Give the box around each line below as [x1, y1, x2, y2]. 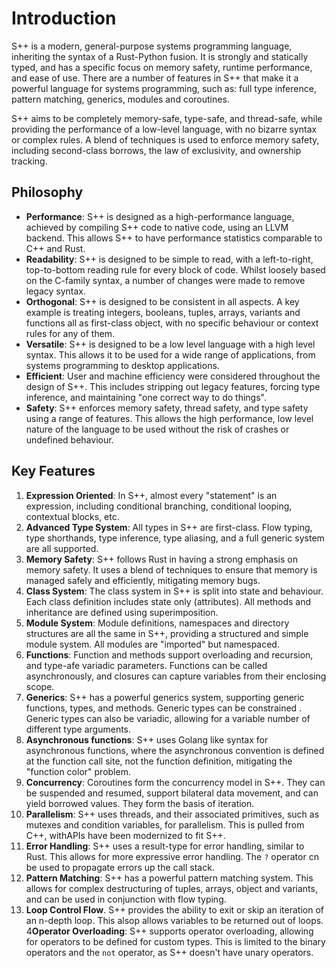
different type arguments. [25, 723, 132, 735]
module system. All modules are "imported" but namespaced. [25, 638, 280, 650]
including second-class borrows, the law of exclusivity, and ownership [11, 144, 302, 156]
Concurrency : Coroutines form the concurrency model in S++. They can [25, 776, 326, 788]
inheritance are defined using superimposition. [25, 606, 219, 618]
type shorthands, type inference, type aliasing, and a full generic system [25, 532, 325, 544]
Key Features [11, 463, 96, 480]
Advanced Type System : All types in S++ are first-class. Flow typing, [25, 521, 313, 533]
